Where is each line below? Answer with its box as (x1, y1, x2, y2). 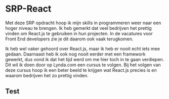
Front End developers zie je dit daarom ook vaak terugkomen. (5, 36, 134, 42)
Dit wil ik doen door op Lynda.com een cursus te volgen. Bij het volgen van (5, 62, 161, 68)
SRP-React (5, 3, 52, 15)
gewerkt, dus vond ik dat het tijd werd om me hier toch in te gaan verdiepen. (5, 56, 164, 62)
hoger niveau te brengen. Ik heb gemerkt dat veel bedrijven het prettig (5, 25, 152, 31)
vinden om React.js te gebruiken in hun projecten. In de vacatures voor (5, 30, 153, 36)
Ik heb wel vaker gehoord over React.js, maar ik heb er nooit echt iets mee (5, 45, 160, 52)
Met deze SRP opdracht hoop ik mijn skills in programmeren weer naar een (5, 20, 161, 26)
